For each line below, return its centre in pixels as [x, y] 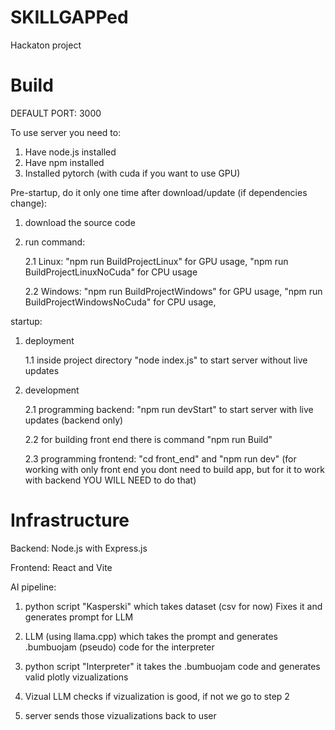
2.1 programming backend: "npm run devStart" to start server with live [169, 409]
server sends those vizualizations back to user [120, 715]
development [52, 390]
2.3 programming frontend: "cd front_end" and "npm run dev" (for [160, 458]
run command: [55, 242]
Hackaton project [46, 45]
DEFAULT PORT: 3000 [56, 113]
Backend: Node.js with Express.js [79, 548]
